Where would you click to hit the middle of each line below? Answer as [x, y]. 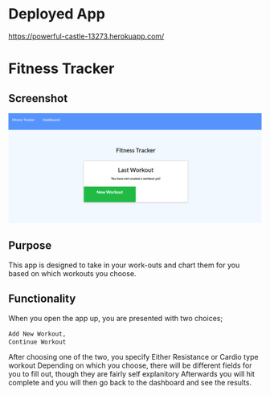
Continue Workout [37, 342]
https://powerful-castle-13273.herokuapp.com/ [86, 36]
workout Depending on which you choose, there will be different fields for [130, 365]
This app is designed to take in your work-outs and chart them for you [124, 265]
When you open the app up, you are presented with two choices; [116, 318]
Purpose [30, 246]
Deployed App [57, 14]
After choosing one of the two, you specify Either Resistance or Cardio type [133, 356]
